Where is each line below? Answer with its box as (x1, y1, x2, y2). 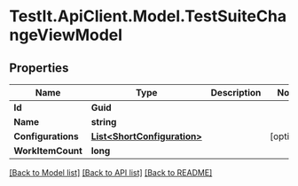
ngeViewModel (9, 25, 122, 45)
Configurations (13, 130, 80, 143)
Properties (9, 60, 69, 75)
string (90, 116, 117, 128)
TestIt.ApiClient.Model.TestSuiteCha (9, 6, 286, 27)
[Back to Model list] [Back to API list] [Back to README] (9, 167, 213, 178)
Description (210, 87, 262, 98)
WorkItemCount (13, 144, 82, 157)
